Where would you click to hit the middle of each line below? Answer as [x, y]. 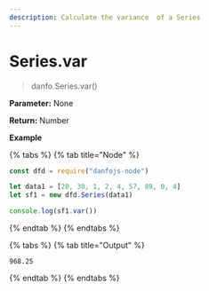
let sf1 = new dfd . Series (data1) [71, 195]
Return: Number [39, 120]
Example [26, 138]
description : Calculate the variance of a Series [105, 17]
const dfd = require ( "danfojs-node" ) [79, 171]
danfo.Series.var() [64, 86]
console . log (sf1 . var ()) [53, 211]
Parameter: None [41, 103]
